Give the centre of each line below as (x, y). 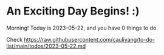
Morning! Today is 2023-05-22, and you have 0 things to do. (82, 28)
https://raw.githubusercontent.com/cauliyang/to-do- (90, 39)
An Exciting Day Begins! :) (73, 11)
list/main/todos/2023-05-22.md (46, 46)
